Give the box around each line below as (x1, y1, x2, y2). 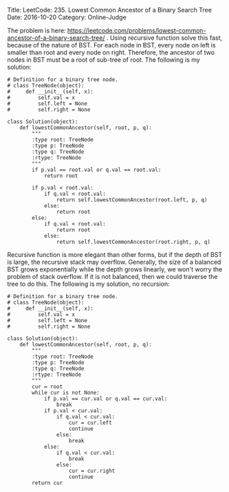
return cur (32, 480, 63, 487)
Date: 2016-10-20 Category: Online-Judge (7, 13, 127, 21)
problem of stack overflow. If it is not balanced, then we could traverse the (7, 273, 218, 280)
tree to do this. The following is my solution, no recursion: (7, 280, 170, 288)
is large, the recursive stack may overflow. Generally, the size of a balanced (7, 258, 221, 266)
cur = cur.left (68, 419, 112, 426)
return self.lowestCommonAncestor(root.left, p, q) (56, 197, 208, 203)
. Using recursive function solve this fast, (106, 34, 223, 42)
